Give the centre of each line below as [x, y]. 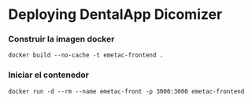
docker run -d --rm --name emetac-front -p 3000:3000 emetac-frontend [126, 91]
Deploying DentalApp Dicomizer [115, 15]
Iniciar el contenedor [48, 75]
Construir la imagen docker [61, 39]
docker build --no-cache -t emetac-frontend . [86, 55]
